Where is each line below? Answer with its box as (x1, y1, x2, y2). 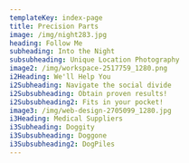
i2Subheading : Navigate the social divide (9, 81, 172, 90)
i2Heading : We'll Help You (9, 72, 111, 81)
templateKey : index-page (9, 13, 103, 23)
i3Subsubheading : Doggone (9, 131, 107, 140)
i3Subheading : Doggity (9, 123, 95, 132)
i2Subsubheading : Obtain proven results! (9, 89, 168, 98)
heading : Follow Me (9, 38, 83, 48)
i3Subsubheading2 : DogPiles (9, 139, 116, 149)
